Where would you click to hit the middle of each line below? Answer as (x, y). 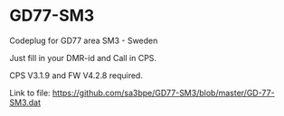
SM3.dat (25, 102)
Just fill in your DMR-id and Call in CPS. (83, 58)
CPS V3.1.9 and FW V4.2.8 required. (76, 75)
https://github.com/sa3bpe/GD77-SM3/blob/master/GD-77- (164, 93)
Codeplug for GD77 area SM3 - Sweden (84, 40)
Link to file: (30, 93)
